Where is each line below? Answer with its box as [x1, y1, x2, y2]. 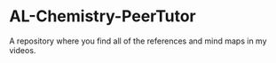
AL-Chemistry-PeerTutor [9, 6, 197, 27]
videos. [9, 44, 36, 55]
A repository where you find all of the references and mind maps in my [9, 35, 268, 46]
